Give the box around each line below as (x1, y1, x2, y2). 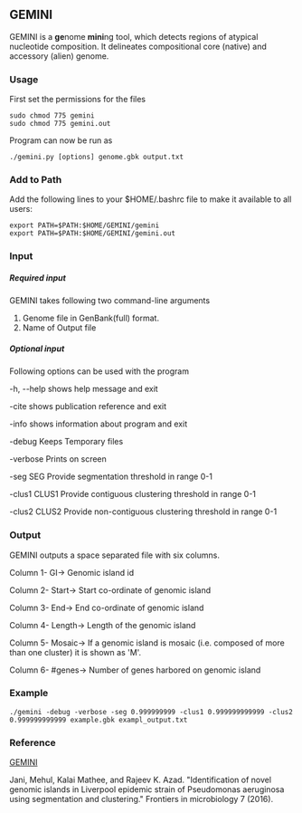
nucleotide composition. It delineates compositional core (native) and (9, 41, 267, 52)
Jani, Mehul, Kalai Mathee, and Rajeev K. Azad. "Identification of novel (9, 774, 272, 786)
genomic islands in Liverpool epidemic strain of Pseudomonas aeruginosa (9, 784, 285, 795)
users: (9, 204, 33, 215)
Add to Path (9, 174, 62, 187)
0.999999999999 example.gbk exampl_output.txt (9, 715, 188, 724)
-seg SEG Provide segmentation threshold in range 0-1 (9, 471, 212, 483)
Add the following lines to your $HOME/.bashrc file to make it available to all (9, 194, 292, 205)
